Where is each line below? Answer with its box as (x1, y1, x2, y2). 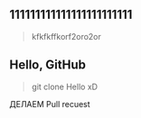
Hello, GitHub (9, 58, 86, 73)
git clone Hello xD (31, 81, 98, 92)
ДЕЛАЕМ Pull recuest (9, 98, 90, 109)
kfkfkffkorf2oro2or (31, 31, 102, 41)
